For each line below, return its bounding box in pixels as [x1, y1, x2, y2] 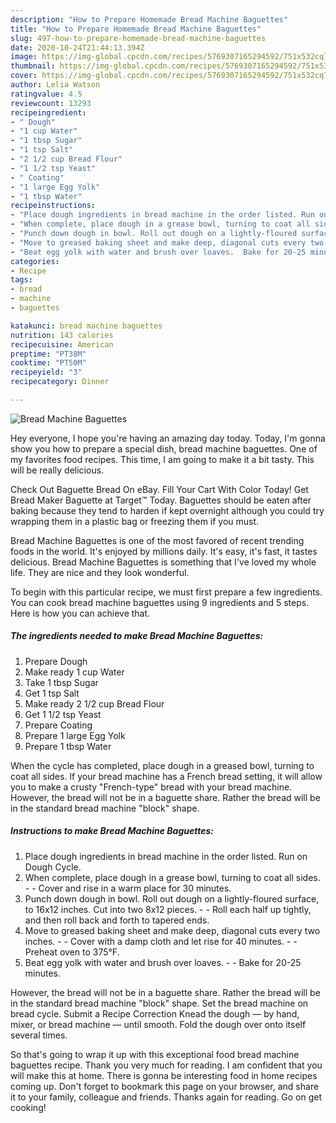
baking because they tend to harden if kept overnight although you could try [10, 504, 325, 516]
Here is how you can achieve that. [10, 607, 151, 619]
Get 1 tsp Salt [24, 687, 80, 699]
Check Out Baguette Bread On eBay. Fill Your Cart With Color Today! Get [10, 483, 309, 495]
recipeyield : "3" [10, 367, 83, 378]
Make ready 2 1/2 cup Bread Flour [24, 697, 165, 710]
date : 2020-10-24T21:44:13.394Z [10, 42, 145, 53]
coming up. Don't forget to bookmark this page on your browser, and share [10, 1080, 320, 1092]
